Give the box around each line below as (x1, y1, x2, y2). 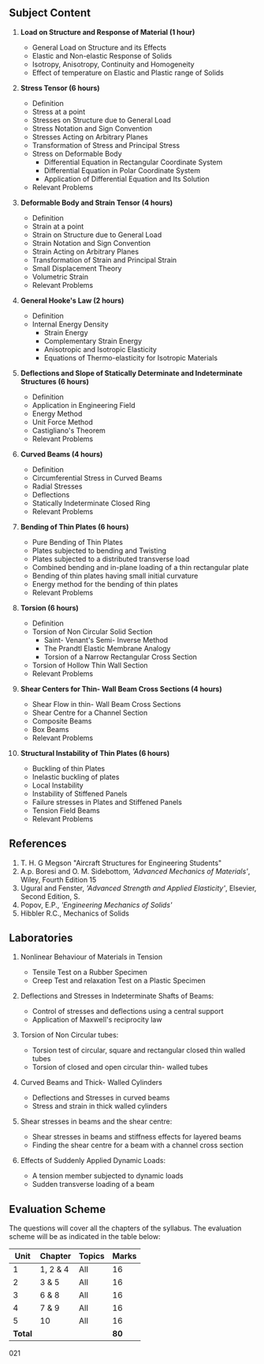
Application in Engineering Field (32, 400, 136, 410)
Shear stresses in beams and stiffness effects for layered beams (32, 1132, 242, 1142)
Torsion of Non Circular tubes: (20, 1030, 119, 1040)
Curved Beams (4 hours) (20, 449, 103, 459)
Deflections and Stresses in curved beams (32, 1093, 170, 1102)
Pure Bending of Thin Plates (32, 537, 123, 546)
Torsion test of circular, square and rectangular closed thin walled (32, 1045, 246, 1055)
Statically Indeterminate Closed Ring (32, 498, 151, 508)
